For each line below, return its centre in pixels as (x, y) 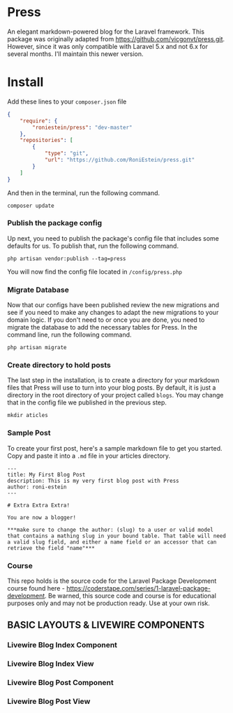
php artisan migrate (37, 348)
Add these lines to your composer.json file (67, 101)
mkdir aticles (28, 416)
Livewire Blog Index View (51, 664)
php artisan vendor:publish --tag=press (67, 259)
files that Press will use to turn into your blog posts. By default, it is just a (112, 388)
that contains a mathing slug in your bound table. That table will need (117, 536)
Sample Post (29, 433)
